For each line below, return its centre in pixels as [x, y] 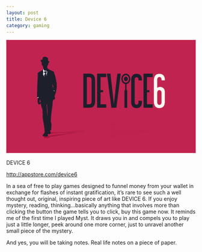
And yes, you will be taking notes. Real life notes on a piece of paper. [92, 243]
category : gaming [28, 25]
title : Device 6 [26, 19]
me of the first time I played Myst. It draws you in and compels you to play [98, 218]
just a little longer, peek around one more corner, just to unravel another [95, 225]
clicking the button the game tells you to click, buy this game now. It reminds [101, 212]
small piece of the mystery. [40, 231]
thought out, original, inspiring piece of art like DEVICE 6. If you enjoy [92, 199]
